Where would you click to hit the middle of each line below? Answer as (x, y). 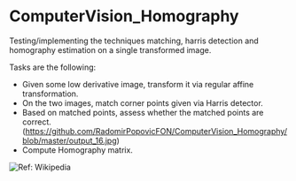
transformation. (50, 94)
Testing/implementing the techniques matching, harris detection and (134, 41)
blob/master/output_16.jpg (69, 140)
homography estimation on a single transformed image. (110, 49)
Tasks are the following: (53, 67)
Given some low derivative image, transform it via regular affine (138, 84)
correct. (36, 122)
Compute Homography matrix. (77, 150)
